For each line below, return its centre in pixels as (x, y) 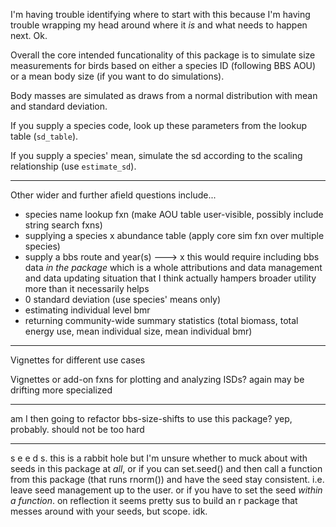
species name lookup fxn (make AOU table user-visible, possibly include (174, 214)
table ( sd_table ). (44, 136)
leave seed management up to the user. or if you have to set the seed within (166, 490)
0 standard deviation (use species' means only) (123, 299)
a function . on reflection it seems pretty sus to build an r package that (154, 500)
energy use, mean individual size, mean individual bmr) (138, 331)
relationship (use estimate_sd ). (73, 166)
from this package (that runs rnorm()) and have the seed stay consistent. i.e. (167, 479)
